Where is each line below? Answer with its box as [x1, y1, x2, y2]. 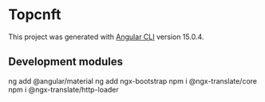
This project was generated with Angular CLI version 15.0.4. [8, 32, 204, 41]
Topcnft [8, 6, 61, 24]
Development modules [8, 55, 124, 69]
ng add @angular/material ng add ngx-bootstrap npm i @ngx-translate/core [8, 76, 258, 85]
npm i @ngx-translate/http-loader [8, 84, 120, 94]
